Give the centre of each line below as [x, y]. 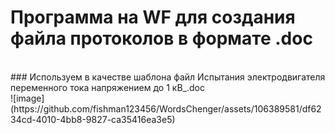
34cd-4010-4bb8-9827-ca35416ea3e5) [93, 119]
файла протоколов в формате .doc [161, 38]
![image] [27, 98]
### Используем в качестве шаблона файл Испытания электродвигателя [168, 77]
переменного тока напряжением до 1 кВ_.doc [107, 87]
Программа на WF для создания [153, 17]
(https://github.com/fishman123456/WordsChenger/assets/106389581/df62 [166, 108]
